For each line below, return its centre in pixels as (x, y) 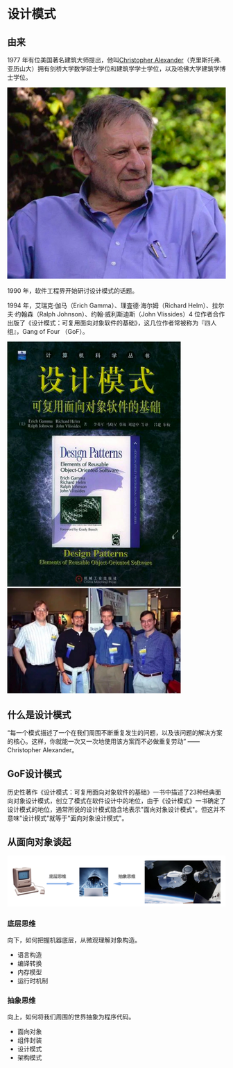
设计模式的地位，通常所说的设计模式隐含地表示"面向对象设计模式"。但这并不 (116, 809)
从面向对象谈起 (39, 842)
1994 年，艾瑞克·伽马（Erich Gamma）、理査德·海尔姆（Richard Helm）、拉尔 (116, 305)
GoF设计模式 (34, 774)
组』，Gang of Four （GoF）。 (48, 332)
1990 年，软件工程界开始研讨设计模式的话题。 (73, 291)
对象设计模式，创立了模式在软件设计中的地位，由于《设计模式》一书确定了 (119, 800)
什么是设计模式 (39, 714)
